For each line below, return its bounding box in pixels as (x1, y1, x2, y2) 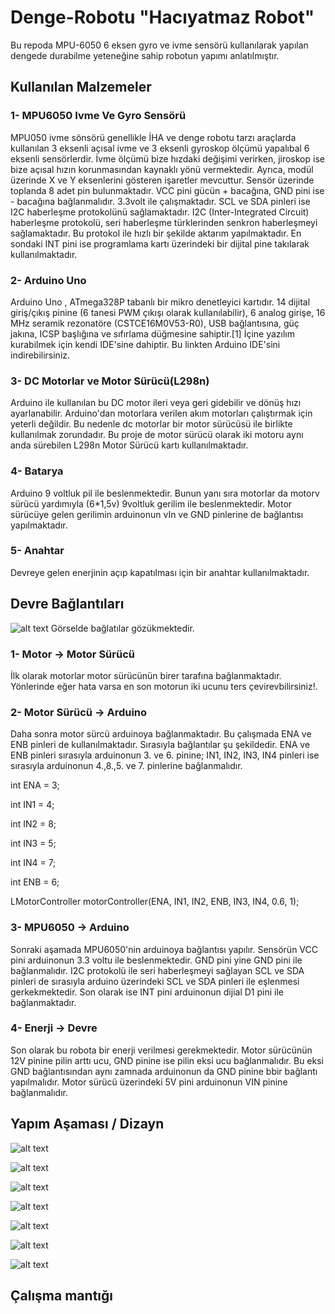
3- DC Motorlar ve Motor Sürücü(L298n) (10, 374, 210, 388)
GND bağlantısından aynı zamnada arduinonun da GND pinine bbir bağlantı (10, 1065, 318, 1077)
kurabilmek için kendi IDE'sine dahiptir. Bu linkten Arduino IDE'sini (10, 338, 281, 350)
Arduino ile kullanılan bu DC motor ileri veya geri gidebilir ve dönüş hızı (10, 397, 302, 409)
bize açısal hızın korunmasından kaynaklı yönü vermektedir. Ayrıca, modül (10, 163, 314, 175)
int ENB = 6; (10, 876, 60, 888)
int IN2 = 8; (10, 818, 57, 830)
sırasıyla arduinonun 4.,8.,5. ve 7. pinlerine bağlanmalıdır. (10, 760, 243, 772)
